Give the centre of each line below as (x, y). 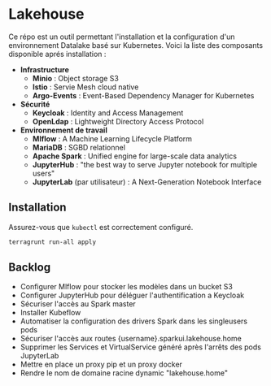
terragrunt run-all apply (52, 242)
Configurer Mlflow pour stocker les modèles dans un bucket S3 (127, 287)
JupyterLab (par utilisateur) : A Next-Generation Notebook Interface (147, 182)
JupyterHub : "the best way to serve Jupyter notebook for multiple (145, 164)
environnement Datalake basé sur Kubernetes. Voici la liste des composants (135, 45)
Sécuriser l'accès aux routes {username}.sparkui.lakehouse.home (131, 339)
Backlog (30, 268)
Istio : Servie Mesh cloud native (85, 87)
